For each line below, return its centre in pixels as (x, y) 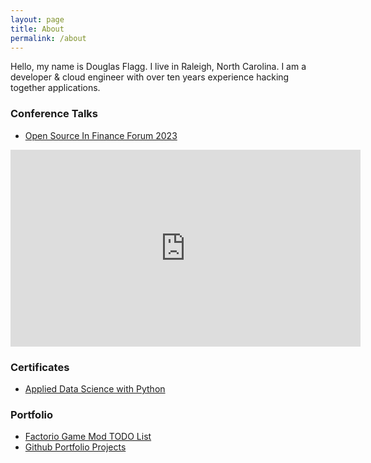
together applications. (55, 88)
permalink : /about (48, 38)
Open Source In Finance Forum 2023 (101, 135)
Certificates (40, 367)
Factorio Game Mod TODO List (88, 437)
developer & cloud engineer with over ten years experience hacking (150, 77)
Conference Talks (54, 114)
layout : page (37, 19)
